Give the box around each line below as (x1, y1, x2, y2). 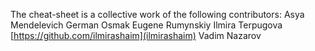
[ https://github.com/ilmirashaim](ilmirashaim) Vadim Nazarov (10, 30, 262, 41)
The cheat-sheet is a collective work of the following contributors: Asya (10, 9, 305, 20)
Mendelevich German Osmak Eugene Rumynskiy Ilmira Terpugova (10, 19, 283, 31)
